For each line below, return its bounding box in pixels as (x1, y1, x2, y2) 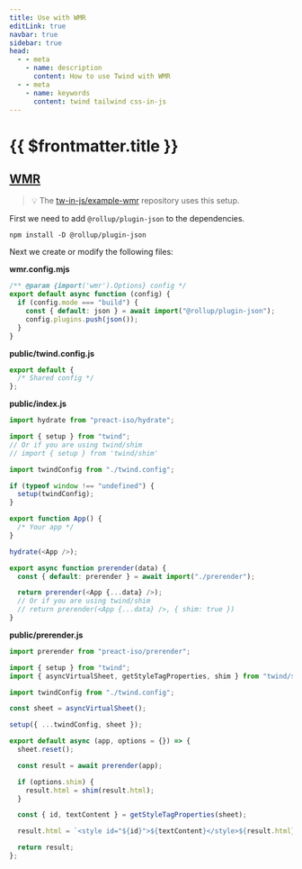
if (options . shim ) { (17, 777, 94, 786)
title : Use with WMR (9, 13, 87, 23)
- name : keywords (25, 88, 91, 97)
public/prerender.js (9, 629, 84, 640)
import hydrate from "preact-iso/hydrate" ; (9, 416, 175, 425)
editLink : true (9, 22, 67, 31)
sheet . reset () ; (17, 745, 75, 754)
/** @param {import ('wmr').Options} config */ (9, 281, 187, 291)
